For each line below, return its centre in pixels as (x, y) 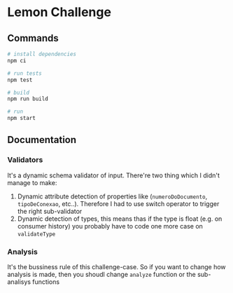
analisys (19, 282)
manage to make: (32, 182)
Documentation (42, 140)
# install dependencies (42, 54)
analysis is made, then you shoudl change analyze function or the (101, 274)
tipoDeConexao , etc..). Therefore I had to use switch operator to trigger (118, 203)
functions (46, 282)
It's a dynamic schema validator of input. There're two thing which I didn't (114, 175)
